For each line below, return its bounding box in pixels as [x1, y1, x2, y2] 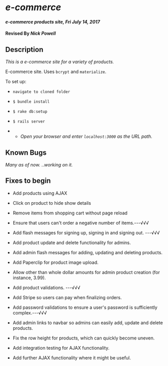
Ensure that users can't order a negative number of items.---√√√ [12, 219, 149, 226]
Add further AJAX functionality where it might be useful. [12, 354, 131, 361]
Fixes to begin [5, 177, 51, 185]
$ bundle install [12, 99, 50, 105]
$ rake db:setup [12, 109, 47, 114]
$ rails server [12, 119, 45, 124]
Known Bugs [5, 148, 47, 157]
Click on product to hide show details [12, 200, 91, 206]
